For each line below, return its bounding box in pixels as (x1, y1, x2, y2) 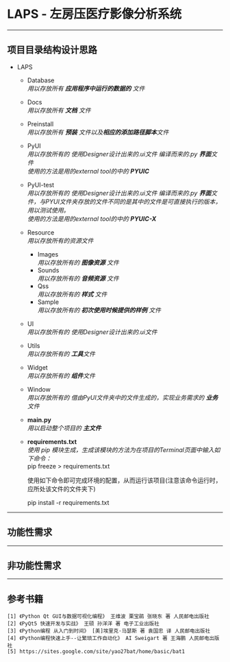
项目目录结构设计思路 (7, 44, 97, 56)
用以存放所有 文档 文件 (27, 106, 91, 114)
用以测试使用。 (27, 206, 70, 214)
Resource (27, 228, 55, 237)
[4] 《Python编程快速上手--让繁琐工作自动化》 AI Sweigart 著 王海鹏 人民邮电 (7, 635, 210, 642)
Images (37, 250, 59, 258)
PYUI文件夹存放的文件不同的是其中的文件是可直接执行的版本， (45, 197, 222, 206)
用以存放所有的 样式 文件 (37, 289, 107, 298)
